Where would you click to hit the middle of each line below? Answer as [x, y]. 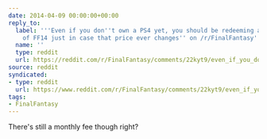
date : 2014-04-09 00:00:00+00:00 [64, 15]
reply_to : [25, 23]
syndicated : [28, 75]
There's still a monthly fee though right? [74, 127]
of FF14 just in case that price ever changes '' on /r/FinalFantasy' [140, 38]
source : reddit [33, 68]
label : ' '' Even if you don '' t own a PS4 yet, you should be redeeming [135, 30]
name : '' [30, 45]
